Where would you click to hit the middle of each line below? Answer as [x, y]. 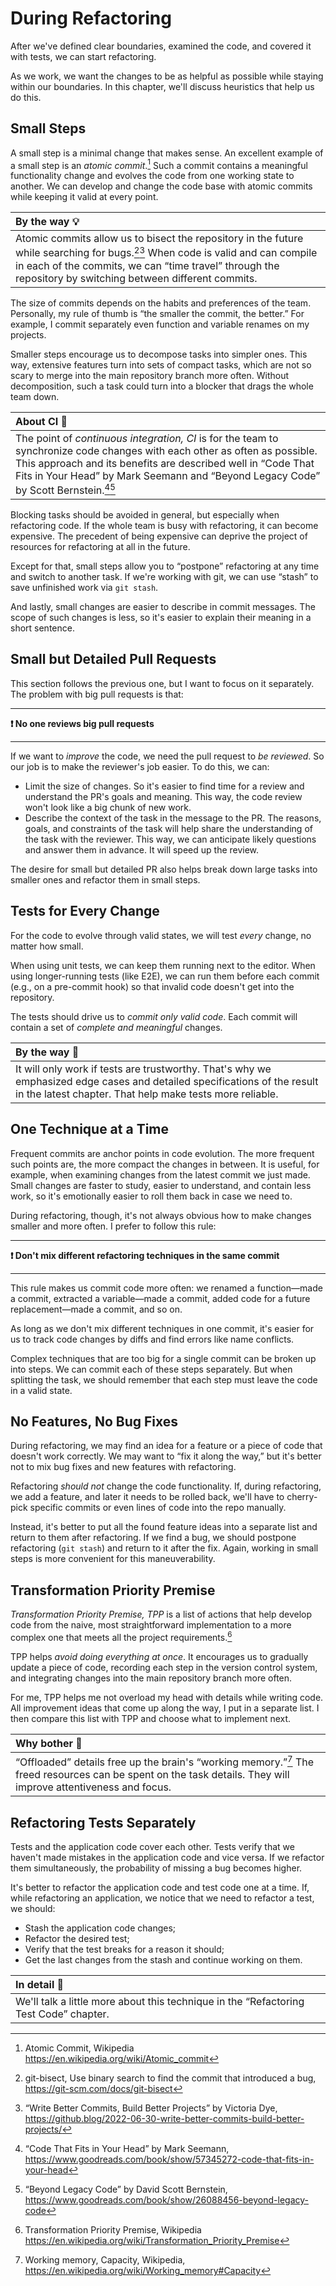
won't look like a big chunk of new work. [108, 807]
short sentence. [42, 628]
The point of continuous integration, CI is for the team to [147, 438]
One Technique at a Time [90, 1129]
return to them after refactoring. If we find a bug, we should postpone [153, 1538]
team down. [35, 396]
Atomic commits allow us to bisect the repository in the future [159, 239]
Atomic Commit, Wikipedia [79, 2048]
